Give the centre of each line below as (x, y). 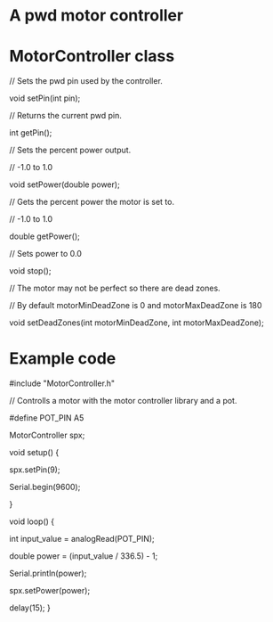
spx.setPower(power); (50, 591)
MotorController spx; (47, 435)
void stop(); (30, 271)
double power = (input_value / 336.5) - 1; (84, 556)
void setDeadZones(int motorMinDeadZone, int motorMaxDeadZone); (136, 323)
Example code (63, 359)
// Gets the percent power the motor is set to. (92, 202)
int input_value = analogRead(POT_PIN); (82, 539)
